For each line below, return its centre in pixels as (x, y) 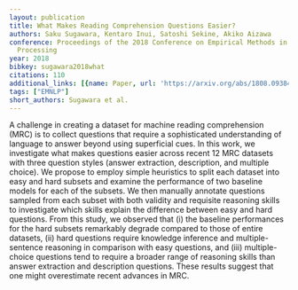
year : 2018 (29, 59)
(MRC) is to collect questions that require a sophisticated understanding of (145, 135)
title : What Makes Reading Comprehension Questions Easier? (123, 26)
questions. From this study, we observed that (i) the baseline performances (146, 219)
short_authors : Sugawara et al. (69, 100)
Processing (37, 51)
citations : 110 (37, 75)
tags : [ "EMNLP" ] (39, 91)
